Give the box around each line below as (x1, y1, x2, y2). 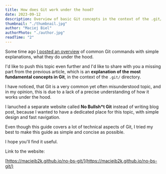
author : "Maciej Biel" (5, 26, 52, 31)
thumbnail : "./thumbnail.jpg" (5, 21, 68, 26)
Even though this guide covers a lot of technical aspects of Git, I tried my (5, 123, 153, 129)
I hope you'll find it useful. (5, 138, 58, 144)
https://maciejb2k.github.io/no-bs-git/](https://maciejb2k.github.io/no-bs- (6, 158, 157, 164)
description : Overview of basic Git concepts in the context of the (5, 16, 149, 21)
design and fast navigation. (5, 114, 60, 120)
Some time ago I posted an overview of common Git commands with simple (5, 48, 159, 55)
